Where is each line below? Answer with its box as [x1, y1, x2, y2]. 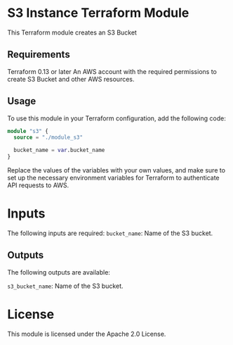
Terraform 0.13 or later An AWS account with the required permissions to [7, 67, 218, 75]
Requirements [7, 49, 70, 61]
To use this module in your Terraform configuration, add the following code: [7, 114, 226, 123]
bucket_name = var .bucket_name [13, 146, 105, 154]
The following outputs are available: [7, 268, 111, 276]
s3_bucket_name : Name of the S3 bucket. [7, 282, 124, 290]
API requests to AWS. [7, 181, 69, 189]
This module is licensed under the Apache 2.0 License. [7, 330, 166, 338]
